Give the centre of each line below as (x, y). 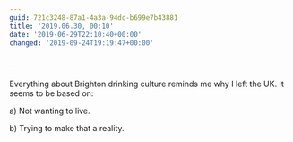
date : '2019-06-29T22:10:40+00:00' (76, 34)
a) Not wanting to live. (50, 111)
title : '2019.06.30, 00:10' (62, 26)
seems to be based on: (52, 93)
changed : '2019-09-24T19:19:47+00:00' (82, 43)
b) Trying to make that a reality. (67, 129)
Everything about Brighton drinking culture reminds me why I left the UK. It (147, 84)
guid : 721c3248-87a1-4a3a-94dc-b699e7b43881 (94, 18)
